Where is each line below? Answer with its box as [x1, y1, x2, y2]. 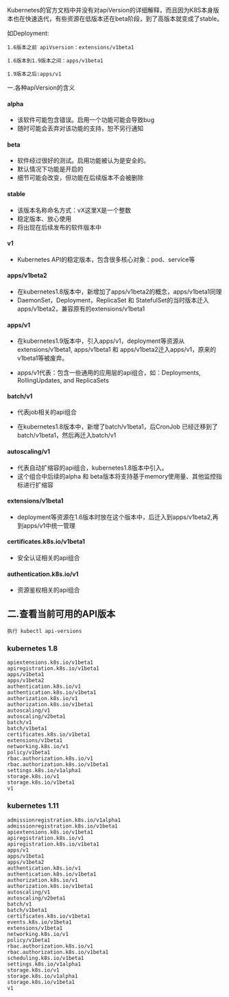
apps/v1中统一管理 [23, 521, 75, 529]
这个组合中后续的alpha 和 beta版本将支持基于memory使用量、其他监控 [16, 472, 217, 480]
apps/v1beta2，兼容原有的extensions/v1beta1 [16, 304, 145, 313]
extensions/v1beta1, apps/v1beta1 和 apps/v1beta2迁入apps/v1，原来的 [16, 346, 217, 354]
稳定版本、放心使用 [16, 215, 72, 223]
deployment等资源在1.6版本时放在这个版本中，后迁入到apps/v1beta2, [16, 513, 213, 521]
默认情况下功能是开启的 [16, 165, 84, 173]
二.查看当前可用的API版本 [7, 608, 116, 619]
